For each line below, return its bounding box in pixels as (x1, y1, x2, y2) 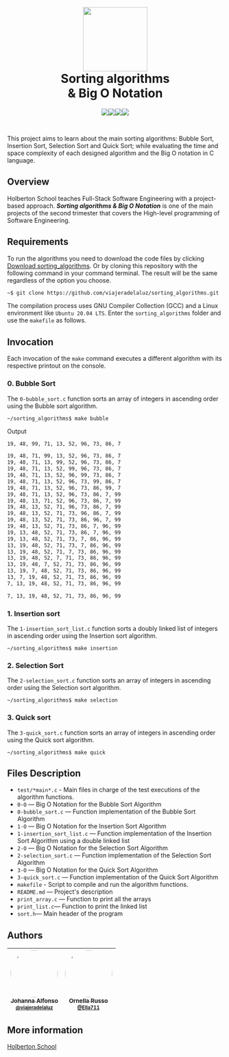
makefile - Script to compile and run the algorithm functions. (16, 881, 189, 889)
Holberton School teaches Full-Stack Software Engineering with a (7, 194, 193, 202)
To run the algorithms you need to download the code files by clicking (7, 254, 204, 263)
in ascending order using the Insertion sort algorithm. (7, 631, 158, 640)
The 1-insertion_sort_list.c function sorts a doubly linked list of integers (7, 624, 218, 632)
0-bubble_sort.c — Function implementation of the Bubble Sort (16, 807, 196, 816)
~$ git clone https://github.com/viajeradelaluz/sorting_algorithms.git (7, 289, 219, 296)
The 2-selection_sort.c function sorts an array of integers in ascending (7, 676, 211, 685)
